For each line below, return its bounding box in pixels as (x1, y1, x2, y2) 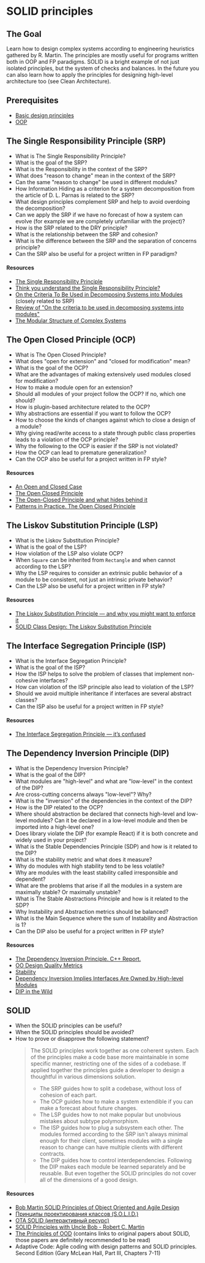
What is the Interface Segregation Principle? (15, 657, 127, 664)
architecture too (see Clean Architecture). (6, 78, 111, 85)
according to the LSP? (15, 563, 72, 570)
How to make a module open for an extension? (15, 384, 133, 391)
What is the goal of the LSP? (15, 543, 87, 550)
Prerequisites (6, 95, 59, 106)
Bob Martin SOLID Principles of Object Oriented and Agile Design (15, 1203, 179, 1211)
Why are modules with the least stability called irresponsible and (15, 868, 178, 876)
